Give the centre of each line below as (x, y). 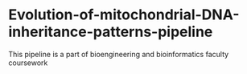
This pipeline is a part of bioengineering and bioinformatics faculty (119, 54)
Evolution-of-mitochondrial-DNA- (124, 15)
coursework (28, 63)
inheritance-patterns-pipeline (111, 32)
